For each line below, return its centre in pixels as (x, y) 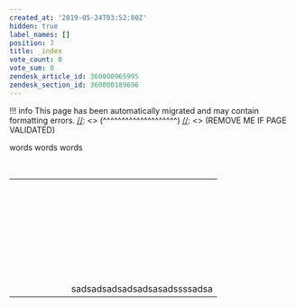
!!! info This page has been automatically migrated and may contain (134, 110)
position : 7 (32, 43)
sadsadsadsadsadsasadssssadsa (142, 288)
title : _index (36, 51)
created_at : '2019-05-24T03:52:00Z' (78, 18)
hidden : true (34, 26)
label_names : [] (40, 34)
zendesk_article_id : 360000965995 (74, 77)
